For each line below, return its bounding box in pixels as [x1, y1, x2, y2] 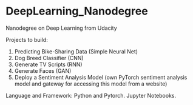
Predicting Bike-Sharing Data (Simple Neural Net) [14, 47, 138, 55]
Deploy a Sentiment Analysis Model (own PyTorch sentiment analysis [14, 73, 188, 81]
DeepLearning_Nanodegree [5, 4, 148, 18]
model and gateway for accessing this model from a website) [14, 80, 168, 87]
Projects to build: [5, 36, 48, 43]
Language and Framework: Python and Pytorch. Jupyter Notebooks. [5, 92, 177, 99]
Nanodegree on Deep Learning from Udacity [5, 24, 118, 32]
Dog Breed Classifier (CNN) [14, 54, 84, 61]
